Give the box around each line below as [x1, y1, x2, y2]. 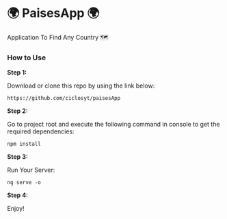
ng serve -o [7, 179, 41, 186]
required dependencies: [7, 127, 75, 136]
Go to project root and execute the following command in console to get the [7, 120, 220, 129]
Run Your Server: [7, 166, 55, 175]
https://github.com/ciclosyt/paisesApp [7, 95, 121, 102]
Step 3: [7, 153, 29, 161]
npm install [7, 141, 41, 148]
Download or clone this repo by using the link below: [7, 81, 155, 90]
